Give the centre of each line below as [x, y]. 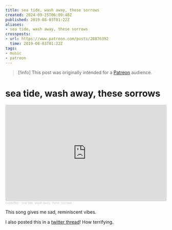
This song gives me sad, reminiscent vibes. [51, 212]
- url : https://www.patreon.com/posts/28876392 [57, 39]
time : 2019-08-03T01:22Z [36, 44]
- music [14, 53]
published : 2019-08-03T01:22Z [38, 20]
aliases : [15, 24]
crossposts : [18, 34]
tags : [11, 48]
